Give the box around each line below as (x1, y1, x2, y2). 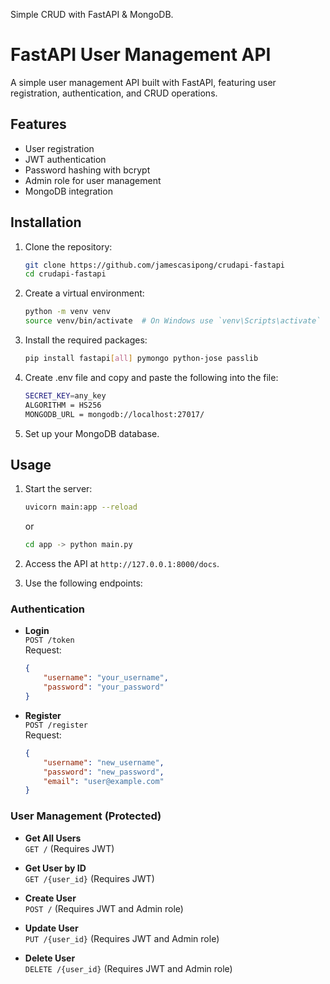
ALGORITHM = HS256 (24, 400, 102, 410)
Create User (24, 892, 77, 904)
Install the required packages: (24, 334, 148, 346)
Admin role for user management (24, 174, 162, 186)
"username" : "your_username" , (43, 673, 169, 683)
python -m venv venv (24, 307, 111, 317)
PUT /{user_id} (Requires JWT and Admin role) (24, 932, 220, 944)
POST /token (24, 635, 75, 646)
